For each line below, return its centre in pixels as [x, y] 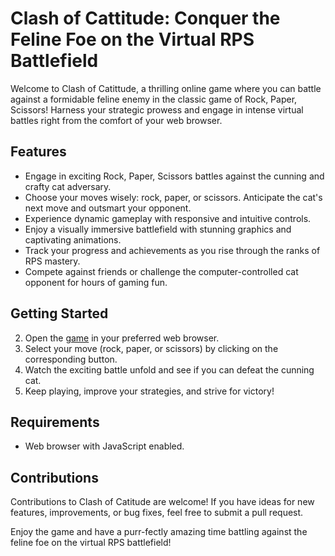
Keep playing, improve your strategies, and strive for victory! [149, 391]
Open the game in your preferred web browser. [122, 338]
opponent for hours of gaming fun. [96, 282]
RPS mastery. [52, 261]
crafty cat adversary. [68, 186]
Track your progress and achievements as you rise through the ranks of [172, 250]
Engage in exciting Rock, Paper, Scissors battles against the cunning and [174, 176]
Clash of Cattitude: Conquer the [145, 18]
